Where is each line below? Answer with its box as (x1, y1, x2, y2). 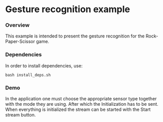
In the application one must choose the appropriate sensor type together (5, 96, 157, 102)
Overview (5, 22, 30, 29)
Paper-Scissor (5, 38, 35, 45)
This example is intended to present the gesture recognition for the (5, 33, 145, 39)
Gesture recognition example (5, 4, 130, 15)
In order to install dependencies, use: (5, 62, 83, 69)
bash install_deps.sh (5, 72, 51, 77)
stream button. (5, 112, 36, 118)
